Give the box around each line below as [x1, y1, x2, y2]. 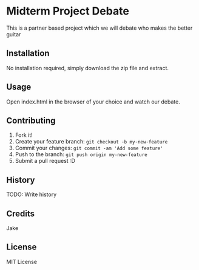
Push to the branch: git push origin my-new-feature [15, 151, 147, 158]
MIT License [6, 258, 38, 265]
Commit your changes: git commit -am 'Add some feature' [15, 144, 164, 152]
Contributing [6, 115, 56, 125]
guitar [6, 30, 21, 38]
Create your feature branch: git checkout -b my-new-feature [15, 138, 168, 145]
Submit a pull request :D [15, 157, 76, 165]
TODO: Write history [6, 191, 57, 198]
